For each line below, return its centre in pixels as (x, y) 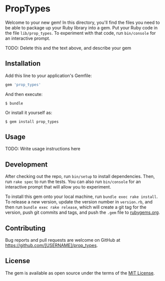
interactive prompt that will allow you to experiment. (58, 187)
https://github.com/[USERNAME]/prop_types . (52, 245)
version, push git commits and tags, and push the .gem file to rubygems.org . (83, 212)
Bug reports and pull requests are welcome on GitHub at (63, 240)
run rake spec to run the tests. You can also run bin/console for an (73, 182)
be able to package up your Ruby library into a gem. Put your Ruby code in (82, 27)
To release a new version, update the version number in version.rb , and (79, 202)
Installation (23, 63)
